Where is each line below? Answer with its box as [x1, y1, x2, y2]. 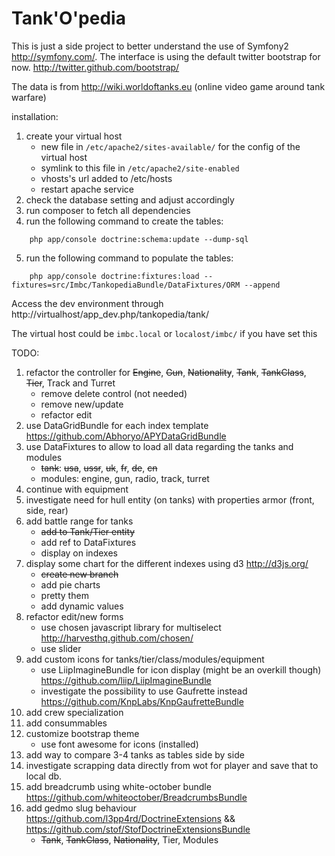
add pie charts [40, 578, 101, 591]
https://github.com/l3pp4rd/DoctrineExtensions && [25, 812, 236, 824]
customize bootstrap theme [25, 727, 140, 739]
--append [244, 280, 281, 290]
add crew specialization [25, 706, 124, 718]
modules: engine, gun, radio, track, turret [40, 472, 210, 484]
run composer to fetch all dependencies [25, 204, 191, 216]
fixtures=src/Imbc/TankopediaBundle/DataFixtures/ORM [11, 280, 241, 290]
